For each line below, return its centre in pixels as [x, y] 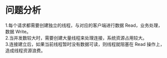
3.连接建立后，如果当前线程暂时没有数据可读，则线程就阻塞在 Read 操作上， [85, 44]
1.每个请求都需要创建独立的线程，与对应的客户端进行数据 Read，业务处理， [84, 25]
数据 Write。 [18, 31]
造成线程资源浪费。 [25, 50]
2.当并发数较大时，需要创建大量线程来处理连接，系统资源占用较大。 [76, 38]
